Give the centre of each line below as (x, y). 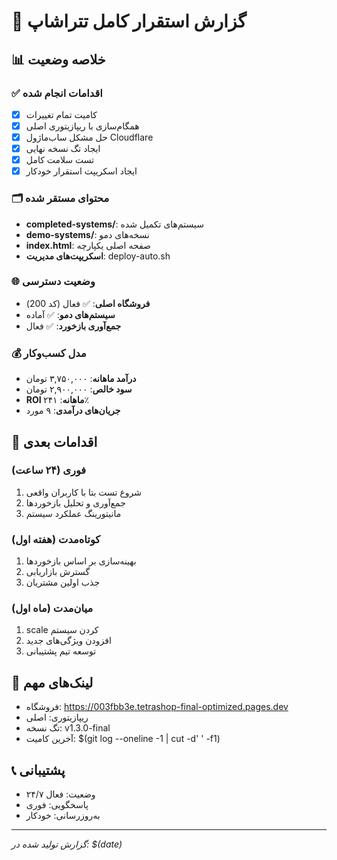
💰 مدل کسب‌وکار (49, 353)
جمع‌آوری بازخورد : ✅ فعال (73, 326)
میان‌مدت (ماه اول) (52, 608)
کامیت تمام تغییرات (61, 114)
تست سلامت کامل (60, 160)
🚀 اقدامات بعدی (54, 441)
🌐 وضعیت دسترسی (53, 282)
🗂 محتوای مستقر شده (60, 198)
